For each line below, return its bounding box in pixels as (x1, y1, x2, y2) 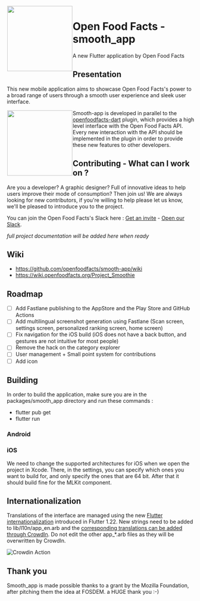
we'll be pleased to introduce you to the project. (7, 202, 124, 210)
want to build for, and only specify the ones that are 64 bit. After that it (7, 472, 179, 479)
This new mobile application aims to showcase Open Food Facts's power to (7, 85, 192, 93)
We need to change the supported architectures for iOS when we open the (7, 460, 190, 467)
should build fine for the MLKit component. (7, 479, 112, 486)
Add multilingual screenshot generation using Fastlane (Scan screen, (15, 318, 185, 325)
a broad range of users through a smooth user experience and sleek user (7, 91, 186, 98)
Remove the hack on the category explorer (15, 344, 121, 351)
